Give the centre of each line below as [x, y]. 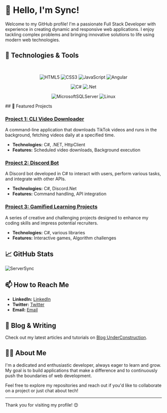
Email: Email [25, 310]
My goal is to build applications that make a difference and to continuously [81, 370]
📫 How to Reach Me [37, 285]
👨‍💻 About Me [26, 353]
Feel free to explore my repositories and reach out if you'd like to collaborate [83, 385]
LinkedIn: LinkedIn [32, 299]
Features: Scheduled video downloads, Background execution [76, 150]
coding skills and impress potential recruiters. [52, 223]
